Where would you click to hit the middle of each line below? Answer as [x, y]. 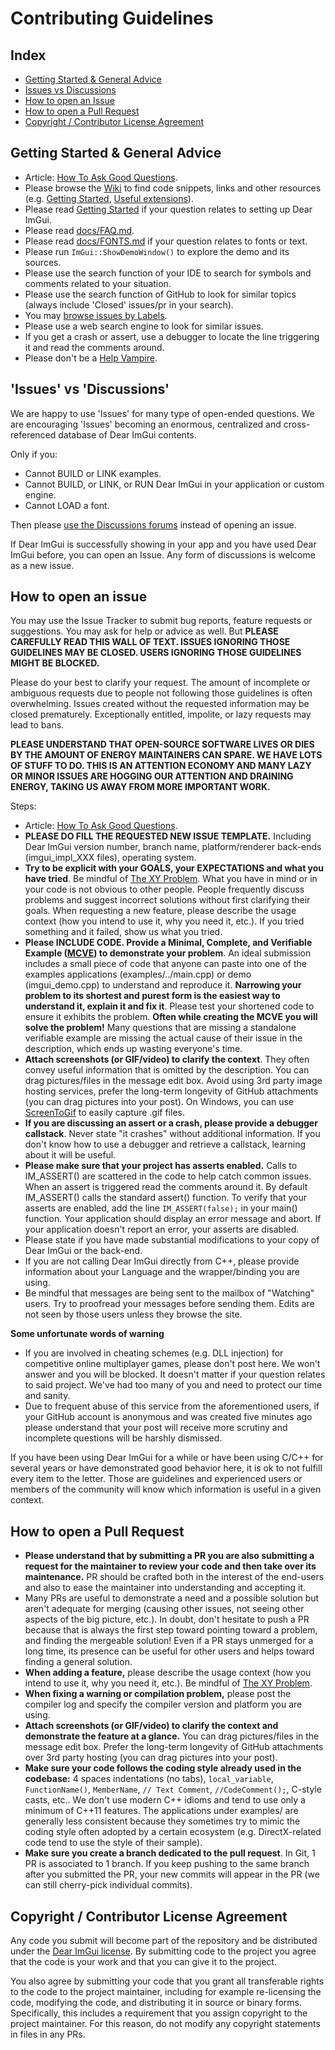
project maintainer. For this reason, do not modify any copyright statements [165, 2024]
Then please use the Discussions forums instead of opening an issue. [153, 524]
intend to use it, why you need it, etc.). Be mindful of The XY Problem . [168, 1683]
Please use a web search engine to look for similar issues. [144, 326]
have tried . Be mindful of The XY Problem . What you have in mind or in [171, 879]
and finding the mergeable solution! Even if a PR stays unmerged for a [169, 1641]
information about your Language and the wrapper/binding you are [162, 1272]
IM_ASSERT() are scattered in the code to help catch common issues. [168, 1176]
